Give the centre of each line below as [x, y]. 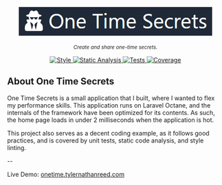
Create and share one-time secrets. [115, 47]
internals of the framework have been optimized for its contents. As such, [111, 112]
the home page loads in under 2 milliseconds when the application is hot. [111, 120]
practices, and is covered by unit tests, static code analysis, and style [106, 140]
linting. [16, 147]
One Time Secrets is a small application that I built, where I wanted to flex [111, 98]
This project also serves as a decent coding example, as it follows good [108, 133]
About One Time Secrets [61, 82]
